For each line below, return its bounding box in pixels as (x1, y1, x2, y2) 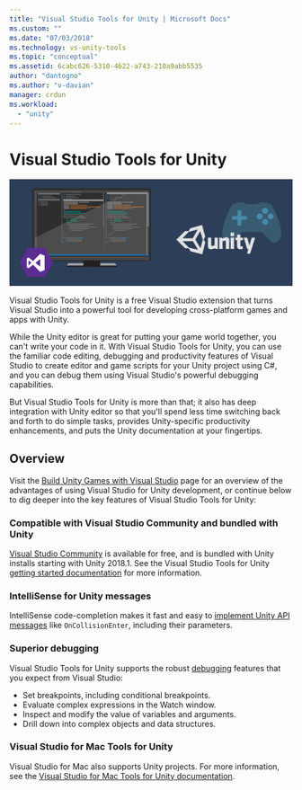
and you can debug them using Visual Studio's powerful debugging (9, 369, 259, 380)
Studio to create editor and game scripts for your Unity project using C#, (9, 359, 278, 370)
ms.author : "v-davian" (9, 81, 94, 90)
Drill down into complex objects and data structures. (22, 718, 217, 729)
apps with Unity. (9, 314, 70, 324)
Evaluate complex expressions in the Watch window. (22, 699, 217, 710)
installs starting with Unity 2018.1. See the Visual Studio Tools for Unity (9, 557, 270, 568)
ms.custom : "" (9, 23, 63, 33)
